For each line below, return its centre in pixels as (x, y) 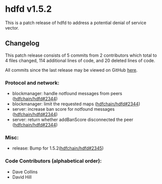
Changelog (22, 44)
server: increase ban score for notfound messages (63, 109)
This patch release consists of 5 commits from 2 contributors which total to (81, 55)
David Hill (22, 177)
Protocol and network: (32, 83)
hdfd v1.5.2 (28, 9)
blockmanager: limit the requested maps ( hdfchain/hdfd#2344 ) (76, 104)
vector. (12, 28)
